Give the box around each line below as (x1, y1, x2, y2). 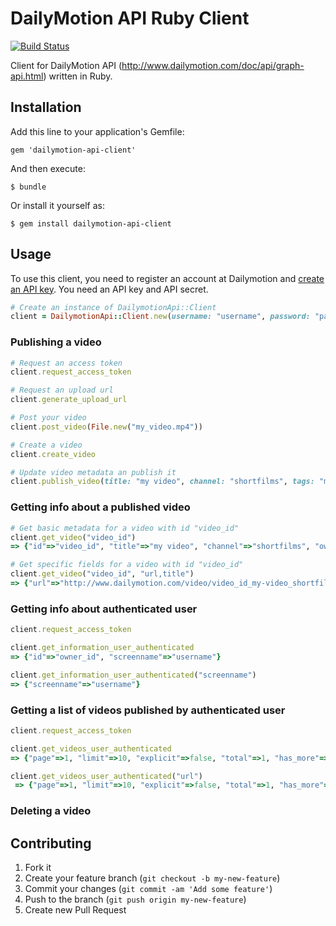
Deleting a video (10, 804, 92, 818)
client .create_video (10, 449, 97, 459)
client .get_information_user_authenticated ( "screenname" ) (10, 670, 257, 680)
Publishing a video (10, 335, 102, 349)
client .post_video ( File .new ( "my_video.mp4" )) (10, 422, 203, 432)
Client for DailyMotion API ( (10, 59, 123, 71)
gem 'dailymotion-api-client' (10, 145, 137, 155)
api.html (10, 70, 44, 82)
